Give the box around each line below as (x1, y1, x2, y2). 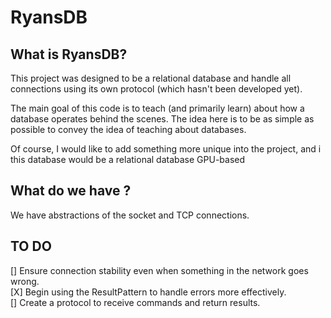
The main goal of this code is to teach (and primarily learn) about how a (10, 102, 305, 114)
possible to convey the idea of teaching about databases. (10, 124, 247, 135)
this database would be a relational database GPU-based (10, 154, 246, 165)
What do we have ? (10, 182, 132, 200)
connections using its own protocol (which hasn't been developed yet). (10, 83, 303, 95)
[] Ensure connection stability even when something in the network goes (10, 264, 309, 276)
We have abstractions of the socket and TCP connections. (10, 209, 250, 221)
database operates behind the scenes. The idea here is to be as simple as (10, 113, 315, 125)
